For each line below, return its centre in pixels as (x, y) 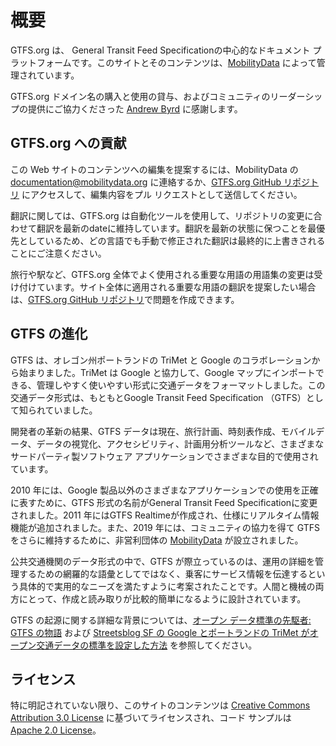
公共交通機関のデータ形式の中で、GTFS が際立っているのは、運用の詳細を (162, 561)
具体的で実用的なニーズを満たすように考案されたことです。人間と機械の (167, 586)
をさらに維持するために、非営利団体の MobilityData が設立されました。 (157, 540)
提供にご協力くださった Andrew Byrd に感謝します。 (135, 108)
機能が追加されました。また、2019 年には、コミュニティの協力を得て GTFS (165, 527)
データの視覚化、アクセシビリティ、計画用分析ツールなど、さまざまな (180, 443)
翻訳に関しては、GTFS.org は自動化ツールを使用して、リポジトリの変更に (162, 215)
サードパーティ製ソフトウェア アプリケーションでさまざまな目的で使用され (164, 456)
